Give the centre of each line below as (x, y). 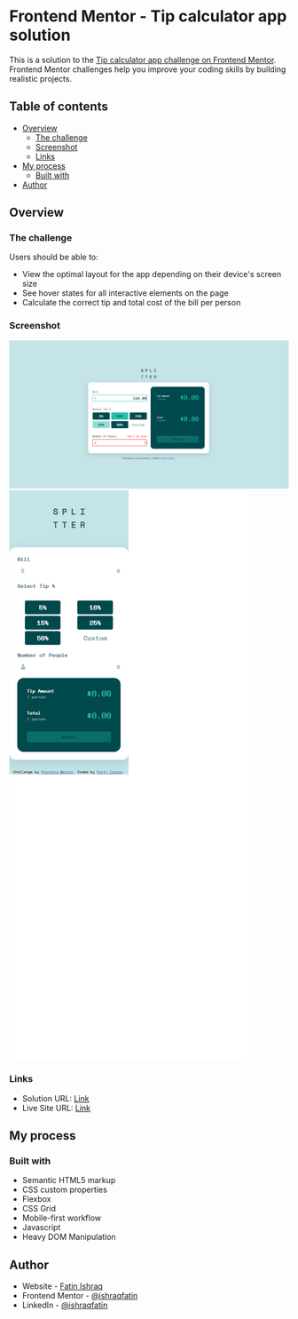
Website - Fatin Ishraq (63, 1286)
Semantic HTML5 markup (69, 1180)
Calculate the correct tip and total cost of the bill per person (131, 303)
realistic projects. (41, 78)
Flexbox (36, 1199)
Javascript (41, 1228)
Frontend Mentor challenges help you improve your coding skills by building (148, 69)
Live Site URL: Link (56, 1108)
